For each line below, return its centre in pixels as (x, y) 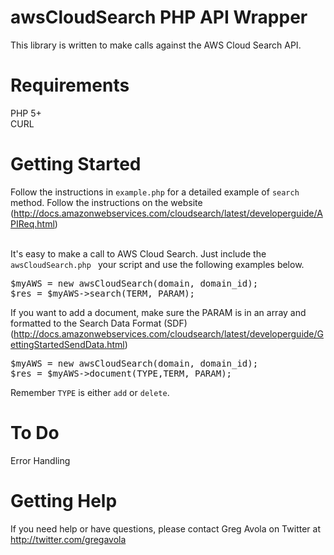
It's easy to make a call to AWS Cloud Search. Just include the (138, 253)
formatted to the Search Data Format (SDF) (99, 323)
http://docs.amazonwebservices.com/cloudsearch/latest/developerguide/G (169, 333)
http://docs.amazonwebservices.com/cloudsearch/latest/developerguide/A (168, 213)
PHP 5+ (26, 113)
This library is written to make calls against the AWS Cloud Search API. (156, 45)
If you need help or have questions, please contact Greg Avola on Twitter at (165, 528)
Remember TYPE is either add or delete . (90, 392)
